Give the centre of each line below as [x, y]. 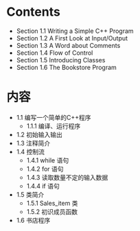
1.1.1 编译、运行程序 [54, 126]
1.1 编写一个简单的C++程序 [54, 117]
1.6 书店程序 [33, 220]
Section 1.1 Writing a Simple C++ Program [75, 31]
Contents [34, 12]
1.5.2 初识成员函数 [52, 211]
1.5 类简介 [30, 194]
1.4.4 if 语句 [43, 186]
